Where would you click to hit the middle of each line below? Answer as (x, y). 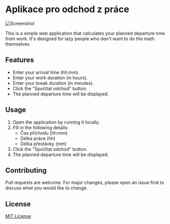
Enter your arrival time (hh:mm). (46, 72)
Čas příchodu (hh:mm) (44, 133)
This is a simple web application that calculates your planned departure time (85, 33)
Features (20, 60)
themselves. (18, 44)
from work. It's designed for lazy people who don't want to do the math (80, 39)
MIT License (18, 216)
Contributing (26, 170)
